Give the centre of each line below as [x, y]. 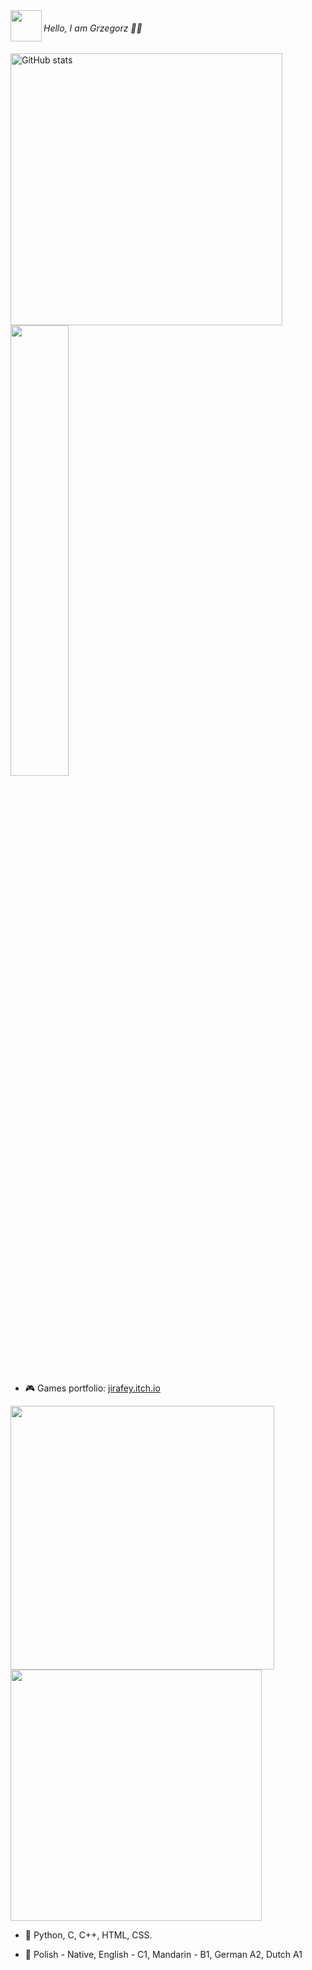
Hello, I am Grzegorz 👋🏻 [93, 28]
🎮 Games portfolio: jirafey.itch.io [92, 1388]
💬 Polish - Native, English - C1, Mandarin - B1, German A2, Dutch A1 [163, 1955]
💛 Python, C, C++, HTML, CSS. [88, 1935]
